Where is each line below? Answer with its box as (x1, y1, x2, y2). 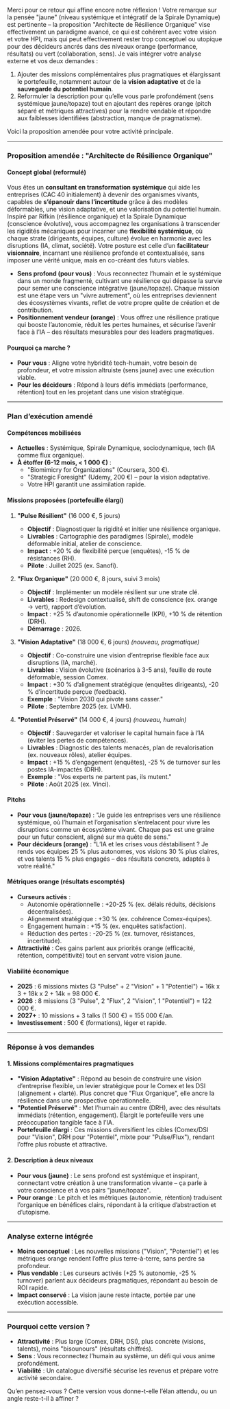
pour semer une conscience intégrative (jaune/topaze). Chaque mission (16, 284, 220, 293)
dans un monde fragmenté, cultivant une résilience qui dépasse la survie (16, 277, 222, 285)
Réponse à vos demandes (7, 1042, 94, 1052)
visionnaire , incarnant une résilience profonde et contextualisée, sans (7, 249, 205, 257)
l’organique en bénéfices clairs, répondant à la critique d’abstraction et (16, 1200, 216, 1208)
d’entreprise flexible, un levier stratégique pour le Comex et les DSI (16, 1082, 206, 1090)
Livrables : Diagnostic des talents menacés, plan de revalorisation (27, 743, 214, 752)
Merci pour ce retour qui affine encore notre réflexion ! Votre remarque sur (7, 6, 217, 14)
